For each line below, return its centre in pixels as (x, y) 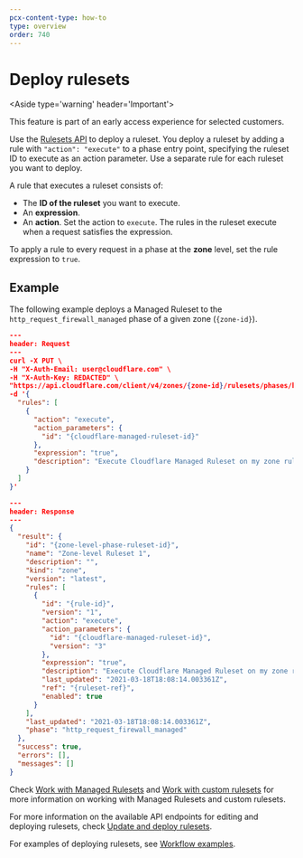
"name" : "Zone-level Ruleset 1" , (88, 553)
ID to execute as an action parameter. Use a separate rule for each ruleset (147, 158)
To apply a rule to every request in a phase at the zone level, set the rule (144, 250)
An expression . (51, 212)
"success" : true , (50, 747)
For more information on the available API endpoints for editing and (134, 816)
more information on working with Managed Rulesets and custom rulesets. (147, 799)
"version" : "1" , (72, 613)
